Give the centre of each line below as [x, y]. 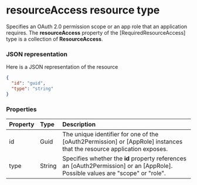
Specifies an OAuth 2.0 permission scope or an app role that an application [97, 26]
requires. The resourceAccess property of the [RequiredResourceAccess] [96, 32]
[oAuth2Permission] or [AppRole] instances [123, 142]
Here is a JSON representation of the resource [62, 67]
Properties [21, 109]
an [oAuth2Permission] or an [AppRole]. [118, 166]
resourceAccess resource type [83, 10]
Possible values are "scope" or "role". [114, 173]
